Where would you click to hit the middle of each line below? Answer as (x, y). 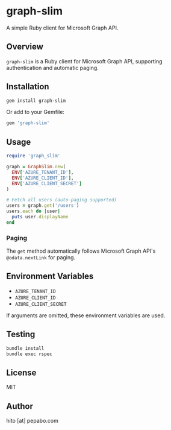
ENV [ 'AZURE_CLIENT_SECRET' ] (47, 183)
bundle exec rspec (29, 354)
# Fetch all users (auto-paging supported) (62, 200)
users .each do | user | (33, 211)
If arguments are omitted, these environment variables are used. (86, 315)
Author (20, 406)
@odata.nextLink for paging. (41, 258)
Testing (21, 334)
